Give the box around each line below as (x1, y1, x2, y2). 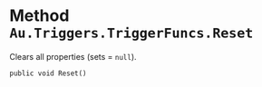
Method (9, 5, 70, 26)
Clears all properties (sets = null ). (9, 51, 138, 62)
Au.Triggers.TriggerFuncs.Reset (9, 24, 254, 42)
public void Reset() (9, 69, 88, 78)
